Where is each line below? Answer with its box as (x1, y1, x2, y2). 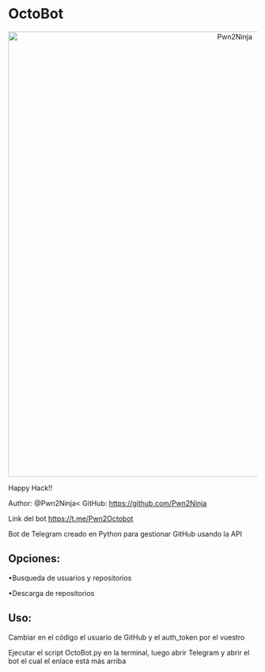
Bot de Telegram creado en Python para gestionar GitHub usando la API (8, 529, 243, 538)
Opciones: (8, 552, 61, 566)
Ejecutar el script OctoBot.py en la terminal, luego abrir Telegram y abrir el (8, 647, 250, 657)
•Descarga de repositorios (8, 588, 95, 598)
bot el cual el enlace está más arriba (8, 656, 127, 666)
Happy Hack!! (8, 483, 53, 492)
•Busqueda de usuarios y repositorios (8, 573, 132, 583)
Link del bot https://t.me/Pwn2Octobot (8, 514, 134, 523)
